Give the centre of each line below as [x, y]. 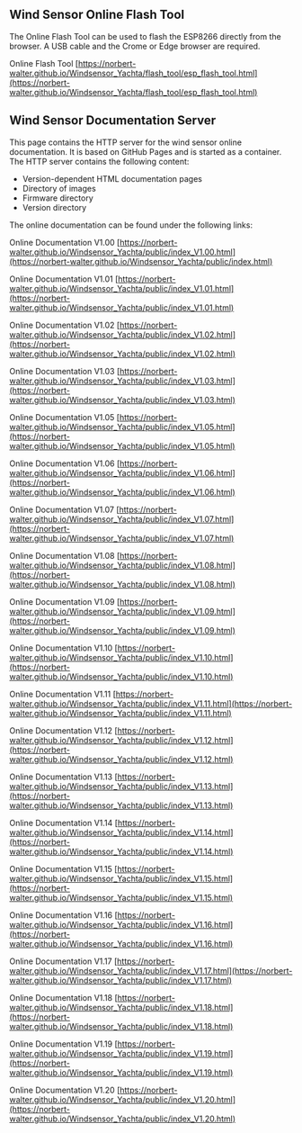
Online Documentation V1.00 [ [65, 242]
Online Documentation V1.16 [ [64, 915]
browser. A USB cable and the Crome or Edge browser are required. [135, 46]
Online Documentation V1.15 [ [63, 868]
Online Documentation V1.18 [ [64, 997]
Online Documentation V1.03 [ [65, 371]
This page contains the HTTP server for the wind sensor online [126, 142]
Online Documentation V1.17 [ [63, 961]
